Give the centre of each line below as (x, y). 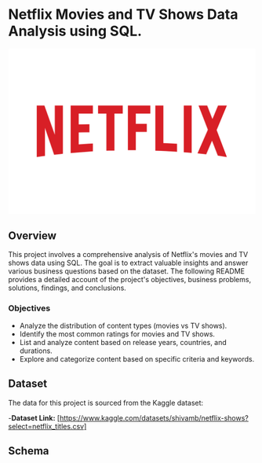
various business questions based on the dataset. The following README (127, 271)
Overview (33, 236)
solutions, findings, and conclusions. (67, 288)
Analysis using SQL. (75, 31)
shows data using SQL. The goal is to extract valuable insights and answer (128, 263)
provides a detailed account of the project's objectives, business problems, (130, 280)
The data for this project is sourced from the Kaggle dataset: (106, 402)
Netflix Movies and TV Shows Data (123, 15)
